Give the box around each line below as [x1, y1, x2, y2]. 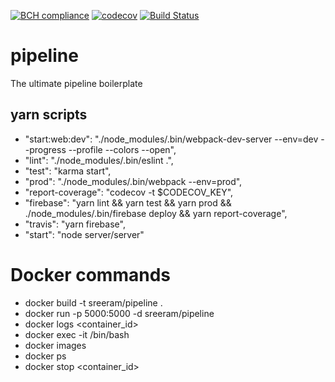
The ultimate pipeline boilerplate [10, 77, 143, 89]
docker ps [24, 350, 67, 362]
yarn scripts [10, 106, 88, 124]
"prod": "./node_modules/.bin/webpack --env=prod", [24, 175, 243, 187]
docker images [24, 339, 87, 351]
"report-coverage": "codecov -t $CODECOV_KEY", [24, 186, 234, 198]
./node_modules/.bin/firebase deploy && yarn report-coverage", [24, 207, 288, 219]
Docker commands [10, 263, 171, 286]
